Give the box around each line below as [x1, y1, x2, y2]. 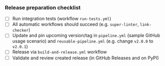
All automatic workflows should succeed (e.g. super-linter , [12, 21, 139, 27]
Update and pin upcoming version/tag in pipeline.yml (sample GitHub [12, 32, 160, 39]
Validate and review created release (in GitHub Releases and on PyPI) [12, 55, 159, 61]
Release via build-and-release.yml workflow [12, 49, 107, 55]
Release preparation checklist [5, 4, 81, 11]
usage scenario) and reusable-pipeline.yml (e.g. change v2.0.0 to [12, 38, 154, 44]
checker [12, 28, 29, 33]
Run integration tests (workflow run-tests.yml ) [12, 16, 111, 22]
